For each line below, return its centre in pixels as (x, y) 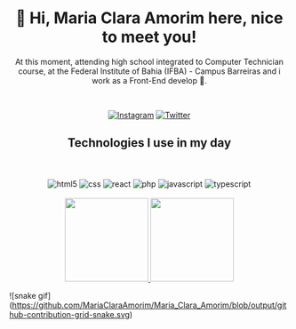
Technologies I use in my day (149, 143)
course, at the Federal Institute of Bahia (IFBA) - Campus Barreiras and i (149, 71)
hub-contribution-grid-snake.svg (70, 315)
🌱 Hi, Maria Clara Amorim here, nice (149, 18)
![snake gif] (30, 296)
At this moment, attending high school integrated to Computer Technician (149, 61)
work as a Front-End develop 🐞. (149, 80)
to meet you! (149, 37)
